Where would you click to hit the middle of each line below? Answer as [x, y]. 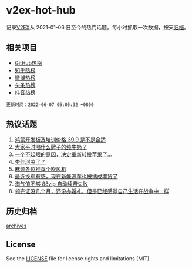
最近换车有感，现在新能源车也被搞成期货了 [66, 176]
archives [16, 226]
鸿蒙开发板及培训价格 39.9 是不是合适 [60, 140]
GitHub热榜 [28, 63]
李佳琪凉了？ [30, 161]
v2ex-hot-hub [41, 10]
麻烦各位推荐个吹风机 [40, 169]
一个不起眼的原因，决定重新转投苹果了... [63, 154]
